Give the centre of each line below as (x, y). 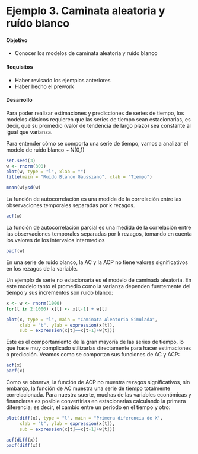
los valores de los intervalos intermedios (55, 240)
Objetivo (17, 40)
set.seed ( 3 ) (21, 160)
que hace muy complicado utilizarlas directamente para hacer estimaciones (99, 348)
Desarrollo (19, 100)
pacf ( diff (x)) (24, 445)
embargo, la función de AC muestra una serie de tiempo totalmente (88, 388)
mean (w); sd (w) (24, 188)
